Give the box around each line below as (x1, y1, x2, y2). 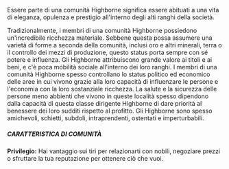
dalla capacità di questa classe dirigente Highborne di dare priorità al (7, 100, 202, 107)
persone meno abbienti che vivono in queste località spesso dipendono (7, 92, 209, 100)
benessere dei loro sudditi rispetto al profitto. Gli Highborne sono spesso (7, 106, 213, 115)
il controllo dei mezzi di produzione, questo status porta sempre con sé (7, 48, 208, 56)
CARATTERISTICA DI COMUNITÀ (7, 130, 102, 138)
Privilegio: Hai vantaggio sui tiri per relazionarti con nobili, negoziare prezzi (7, 147, 221, 155)
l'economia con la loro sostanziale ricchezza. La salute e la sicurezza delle (7, 85, 217, 93)
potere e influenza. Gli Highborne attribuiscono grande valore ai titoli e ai (7, 56, 213, 64)
